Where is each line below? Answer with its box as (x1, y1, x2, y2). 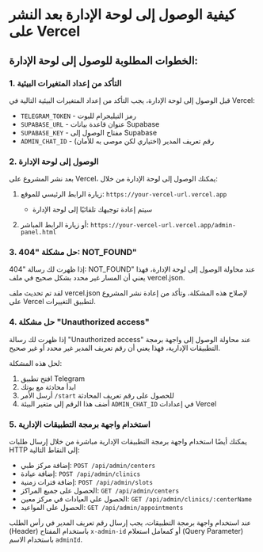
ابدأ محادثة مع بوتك (20, 382, 76, 391)
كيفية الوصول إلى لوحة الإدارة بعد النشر (9, 6, 236, 24)
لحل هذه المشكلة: (9, 358, 63, 367)
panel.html (20, 228, 57, 237)
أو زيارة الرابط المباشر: (20, 220, 90, 230)
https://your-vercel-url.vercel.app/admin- (90, 222, 236, 230)
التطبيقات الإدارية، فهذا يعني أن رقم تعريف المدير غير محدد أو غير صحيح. (9, 343, 221, 352)
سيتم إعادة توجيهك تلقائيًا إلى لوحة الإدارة (32, 204, 153, 215)
